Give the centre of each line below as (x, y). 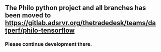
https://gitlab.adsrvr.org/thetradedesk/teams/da (80, 23)
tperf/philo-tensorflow (40, 31)
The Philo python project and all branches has (75, 8)
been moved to (28, 16)
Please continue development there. (49, 44)
